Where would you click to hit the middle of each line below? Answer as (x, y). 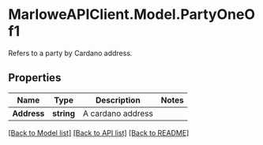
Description (118, 100)
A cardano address (118, 113)
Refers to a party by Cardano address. (70, 53)
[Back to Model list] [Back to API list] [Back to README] (99, 132)
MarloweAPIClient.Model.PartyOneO (131, 15)
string (64, 113)
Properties (35, 78)
